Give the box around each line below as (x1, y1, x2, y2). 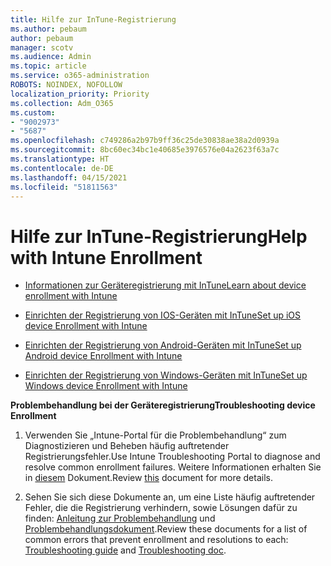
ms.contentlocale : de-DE (10, 163, 114, 173)
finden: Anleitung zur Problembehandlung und (24, 512, 216, 525)
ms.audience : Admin (10, 52, 92, 62)
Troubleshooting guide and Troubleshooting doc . (24, 544, 227, 556)
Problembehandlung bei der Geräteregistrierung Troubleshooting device (10, 399, 316, 411)
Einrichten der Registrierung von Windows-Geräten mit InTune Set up (24, 369, 308, 381)
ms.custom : (10, 107, 56, 118)
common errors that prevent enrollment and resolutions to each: (24, 534, 289, 546)
